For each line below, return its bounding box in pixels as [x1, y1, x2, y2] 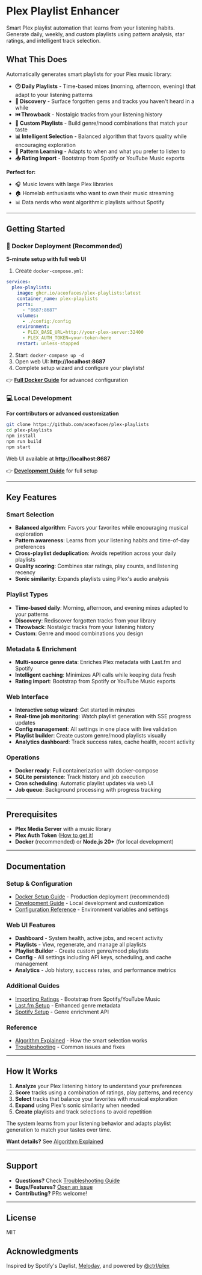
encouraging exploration [14, 141, 76, 148]
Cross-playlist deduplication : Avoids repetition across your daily [14, 550, 177, 557]
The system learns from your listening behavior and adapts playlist [6, 1120, 171, 1127]
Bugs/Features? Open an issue [14, 1183, 93, 1191]
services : [6, 279, 31, 285]
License [6, 1212, 37, 1223]
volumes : [17, 312, 39, 319]
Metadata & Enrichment [6, 645, 77, 653]
